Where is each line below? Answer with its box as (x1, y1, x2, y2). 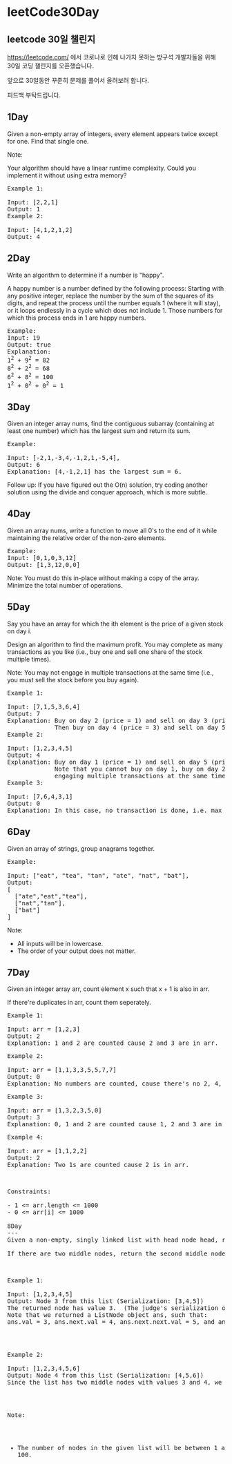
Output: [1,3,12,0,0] (7, 561, 81, 568)
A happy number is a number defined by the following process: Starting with (7, 284, 224, 292)
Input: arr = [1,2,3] (7, 1025, 81, 1033)
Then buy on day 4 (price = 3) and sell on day (54, 723, 219, 731)
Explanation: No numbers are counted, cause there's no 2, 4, (7, 1080, 222, 1088)
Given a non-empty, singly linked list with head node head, (7, 1236, 219, 1244)
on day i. (7, 626, 32, 635)
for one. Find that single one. (7, 137, 89, 145)
